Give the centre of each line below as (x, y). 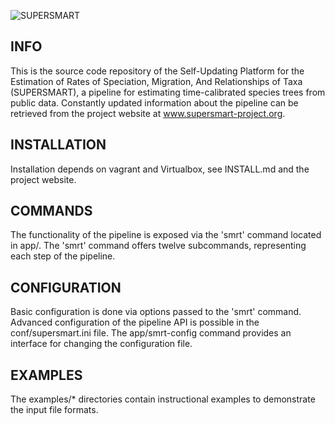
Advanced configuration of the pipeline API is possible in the (135, 322)
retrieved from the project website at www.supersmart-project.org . (148, 113)
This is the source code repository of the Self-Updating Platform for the (157, 71)
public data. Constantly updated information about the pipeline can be (154, 102)
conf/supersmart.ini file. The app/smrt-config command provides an (151, 333)
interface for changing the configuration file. (101, 344)
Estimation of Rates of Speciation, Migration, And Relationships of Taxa (156, 81)
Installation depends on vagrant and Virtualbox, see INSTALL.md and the (160, 169)
